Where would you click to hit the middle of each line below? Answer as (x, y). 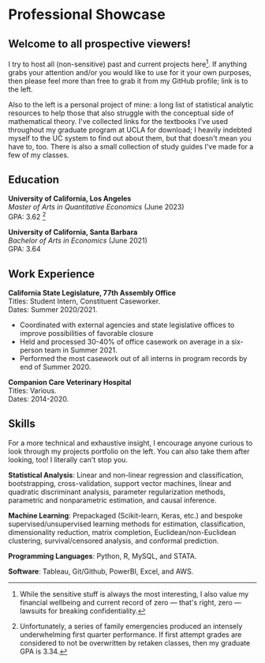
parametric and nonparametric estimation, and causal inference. (112, 500)
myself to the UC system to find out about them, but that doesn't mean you (130, 138)
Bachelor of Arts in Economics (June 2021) (78, 241)
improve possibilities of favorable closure (86, 333)
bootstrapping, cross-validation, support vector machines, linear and (120, 483)
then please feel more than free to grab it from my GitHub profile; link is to (128, 81)
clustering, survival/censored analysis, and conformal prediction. (114, 541)
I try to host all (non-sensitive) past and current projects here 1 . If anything (127, 63)
